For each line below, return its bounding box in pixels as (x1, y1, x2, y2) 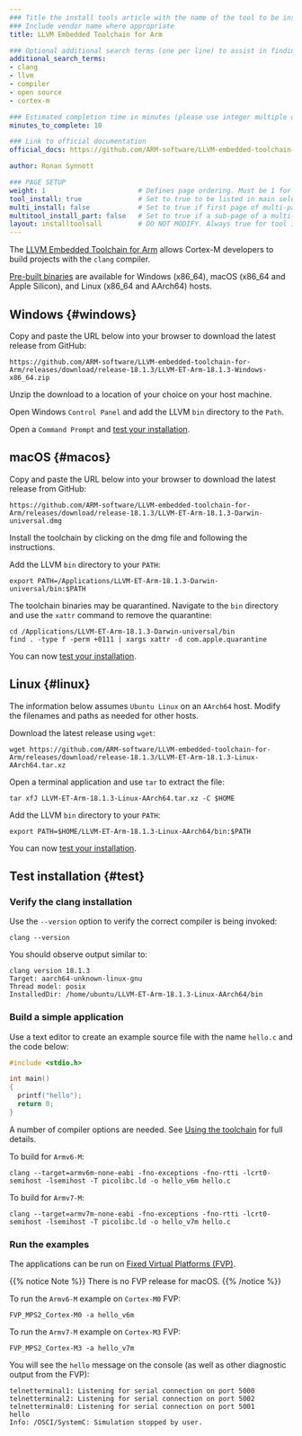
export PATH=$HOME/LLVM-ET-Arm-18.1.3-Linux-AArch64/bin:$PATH (9, 827, 252, 836)
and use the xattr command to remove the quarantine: (9, 609, 213, 620)
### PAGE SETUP (9, 178, 67, 187)
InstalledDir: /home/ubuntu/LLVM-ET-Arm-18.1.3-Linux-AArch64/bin (9, 990, 263, 999)
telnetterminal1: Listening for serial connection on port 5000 (9, 1387, 255, 1396)
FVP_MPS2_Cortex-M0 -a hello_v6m (9, 1311, 135, 1320)
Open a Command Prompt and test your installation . (9, 423, 191, 434)
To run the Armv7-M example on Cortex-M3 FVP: (9, 1326, 182, 1337)
